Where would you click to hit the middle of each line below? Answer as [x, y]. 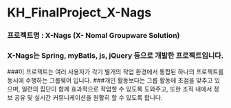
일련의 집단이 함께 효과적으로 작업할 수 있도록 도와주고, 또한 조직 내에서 [117, 89]
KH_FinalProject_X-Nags [79, 13]
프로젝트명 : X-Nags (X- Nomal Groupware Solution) [93, 36]
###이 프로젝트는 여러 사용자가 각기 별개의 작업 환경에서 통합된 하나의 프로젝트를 [115, 72]
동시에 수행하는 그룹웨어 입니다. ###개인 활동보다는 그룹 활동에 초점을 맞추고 [110, 80]
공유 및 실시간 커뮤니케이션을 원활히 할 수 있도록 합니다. [88, 98]
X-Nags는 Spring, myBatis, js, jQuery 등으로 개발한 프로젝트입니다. [115, 56]
